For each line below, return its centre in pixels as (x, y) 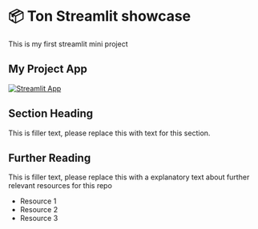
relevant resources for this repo (60, 186)
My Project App (48, 69)
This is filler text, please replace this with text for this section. (109, 133)
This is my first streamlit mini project (68, 44)
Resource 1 (38, 201)
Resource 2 (39, 210)
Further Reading (50, 158)
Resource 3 (39, 219)
